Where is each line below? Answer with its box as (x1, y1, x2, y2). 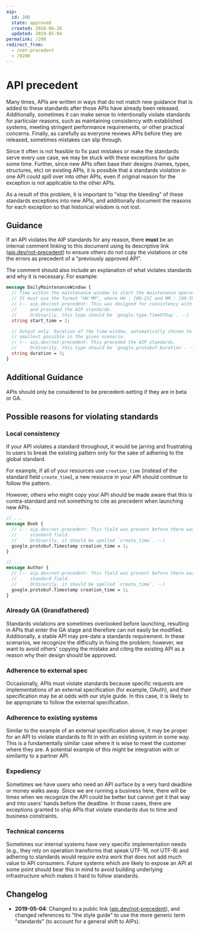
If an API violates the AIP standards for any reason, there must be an (6, 236, 174, 244)
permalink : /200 (6, 36, 46, 42)
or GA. (6, 395, 22, 402)
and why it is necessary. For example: (6, 273, 98, 280)
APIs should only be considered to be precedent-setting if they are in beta (6, 388, 187, 395)
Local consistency (6, 429, 60, 437)
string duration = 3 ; (11, 351, 65, 356)
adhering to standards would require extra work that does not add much (6, 853, 182, 860)
